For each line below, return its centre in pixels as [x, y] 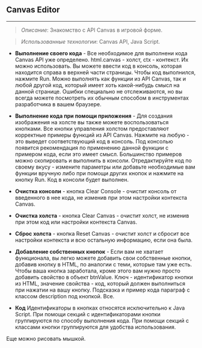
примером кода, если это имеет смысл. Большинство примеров [98, 154]
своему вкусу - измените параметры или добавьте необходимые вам [105, 167]
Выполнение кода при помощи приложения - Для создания [94, 116]
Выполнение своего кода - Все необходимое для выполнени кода [101, 53]
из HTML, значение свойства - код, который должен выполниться [100, 283]
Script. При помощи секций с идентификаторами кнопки [88, 314]
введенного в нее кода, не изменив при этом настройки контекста [101, 197]
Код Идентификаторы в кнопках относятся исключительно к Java [100, 308]
